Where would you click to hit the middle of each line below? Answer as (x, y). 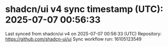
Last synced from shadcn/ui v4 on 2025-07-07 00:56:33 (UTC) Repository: (83, 33)
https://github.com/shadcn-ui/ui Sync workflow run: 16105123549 (73, 39)
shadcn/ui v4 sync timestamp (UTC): (84, 9)
